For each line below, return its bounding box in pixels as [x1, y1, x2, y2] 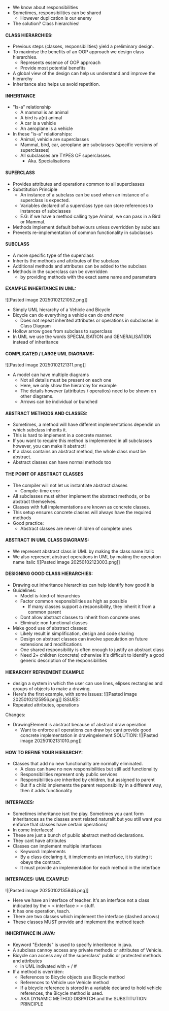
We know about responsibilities [12, 5, 78, 10]
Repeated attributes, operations [12, 702, 79, 708]
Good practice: [12, 520, 44, 526]
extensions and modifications [20, 642, 82, 648]
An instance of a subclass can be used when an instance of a [20, 191, 149, 197]
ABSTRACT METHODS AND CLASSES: [5, 410, 88, 416]
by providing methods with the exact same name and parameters [20, 274, 156, 280]
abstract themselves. [12, 498, 57, 504]
